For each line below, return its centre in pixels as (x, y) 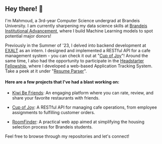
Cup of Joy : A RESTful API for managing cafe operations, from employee (84, 107)
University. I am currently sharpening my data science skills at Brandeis (76, 26)
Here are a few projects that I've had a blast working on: (62, 82)
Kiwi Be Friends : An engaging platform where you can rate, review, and (83, 93)
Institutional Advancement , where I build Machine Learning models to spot (79, 31)
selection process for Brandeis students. (52, 127)
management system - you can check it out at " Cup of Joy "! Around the (77, 56)
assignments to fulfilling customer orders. (53, 113)
